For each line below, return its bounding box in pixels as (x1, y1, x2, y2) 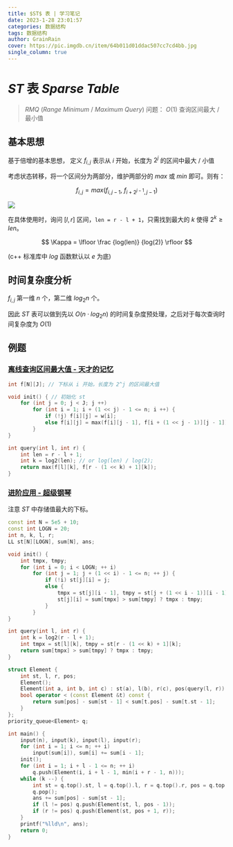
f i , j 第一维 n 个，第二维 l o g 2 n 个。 (8, 294, 103, 304)
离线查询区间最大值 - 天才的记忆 (8, 365, 114, 375)
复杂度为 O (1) (13, 320, 52, 328)
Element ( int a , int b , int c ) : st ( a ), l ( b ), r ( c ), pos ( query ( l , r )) (20, 685, 225, 692)
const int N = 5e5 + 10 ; (8, 519, 80, 526)
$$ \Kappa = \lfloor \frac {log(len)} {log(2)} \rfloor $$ (41, 237, 193, 246)
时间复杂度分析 (8, 274, 72, 286)
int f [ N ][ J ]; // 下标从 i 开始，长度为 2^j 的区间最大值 (8, 381, 160, 388)
